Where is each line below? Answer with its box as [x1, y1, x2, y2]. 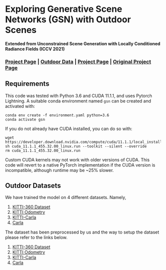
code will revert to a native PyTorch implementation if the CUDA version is [5, 162, 156, 168]
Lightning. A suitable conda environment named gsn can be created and [5, 98, 152, 104]
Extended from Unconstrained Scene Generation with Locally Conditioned [5, 40, 161, 46]
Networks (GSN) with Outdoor [5, 14, 131, 25]
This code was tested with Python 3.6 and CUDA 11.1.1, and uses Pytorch [5, 93, 152, 99]
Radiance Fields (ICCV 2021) [5, 46, 65, 52]
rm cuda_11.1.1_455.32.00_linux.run [5, 148, 81, 153]
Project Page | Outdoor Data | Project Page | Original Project [5, 58, 152, 65]
